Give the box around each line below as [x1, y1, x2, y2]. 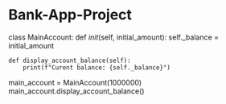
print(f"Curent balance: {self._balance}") [23, 63, 171, 72]
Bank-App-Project [8, 6, 133, 24]
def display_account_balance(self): [8, 56, 131, 64]
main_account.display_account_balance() [8, 86, 145, 96]
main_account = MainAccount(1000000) [8, 77, 142, 87]
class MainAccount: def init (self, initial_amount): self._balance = [8, 32, 220, 42]
